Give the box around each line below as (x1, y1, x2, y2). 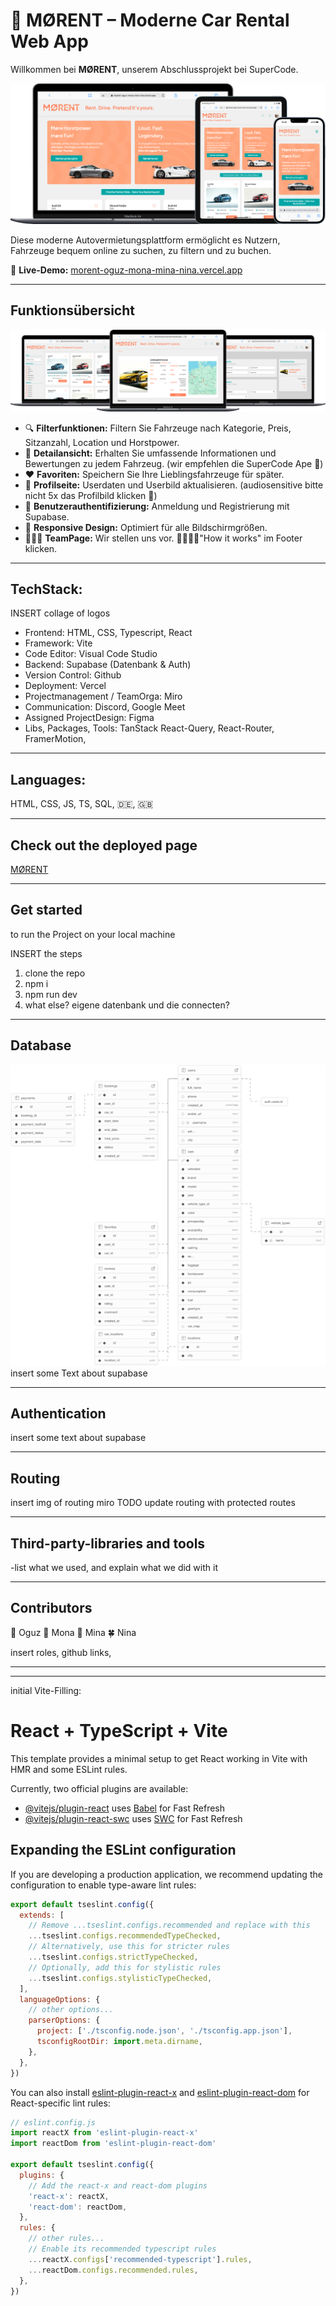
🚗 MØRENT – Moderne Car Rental (10, 9, 290, 32)
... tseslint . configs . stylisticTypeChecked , (28, 1973, 213, 1983)
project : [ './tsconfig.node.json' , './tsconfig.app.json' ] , (36, 2026, 293, 2036)
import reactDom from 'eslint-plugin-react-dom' (10, 2139, 217, 2149)
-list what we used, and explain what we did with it (10, 1562, 218, 1574)
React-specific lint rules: (10, 2097, 111, 2109)
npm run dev (24, 988, 78, 1000)
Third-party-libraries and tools (10, 1535, 206, 1552)
